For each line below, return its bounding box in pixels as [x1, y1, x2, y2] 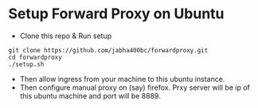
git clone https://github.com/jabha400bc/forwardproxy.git [8, 46, 209, 54]
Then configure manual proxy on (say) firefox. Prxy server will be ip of [19, 83, 251, 92]
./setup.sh [8, 60, 45, 68]
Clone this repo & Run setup [19, 31, 112, 40]
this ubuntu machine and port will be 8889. [19, 91, 161, 100]
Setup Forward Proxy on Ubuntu [8, 5, 225, 23]
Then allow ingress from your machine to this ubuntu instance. [19, 74, 225, 83]
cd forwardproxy [8, 53, 62, 61]
